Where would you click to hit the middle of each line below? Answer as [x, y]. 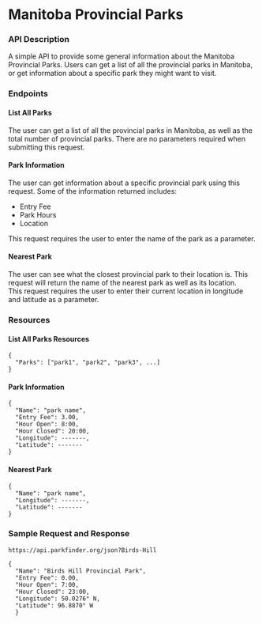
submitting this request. [47, 147]
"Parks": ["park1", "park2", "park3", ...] [88, 363]
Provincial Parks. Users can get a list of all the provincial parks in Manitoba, [131, 65]
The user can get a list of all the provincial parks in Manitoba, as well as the [131, 130]
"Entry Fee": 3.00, [47, 418]
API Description [39, 40]
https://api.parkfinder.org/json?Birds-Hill [82, 550]
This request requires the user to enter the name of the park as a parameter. [132, 238]
